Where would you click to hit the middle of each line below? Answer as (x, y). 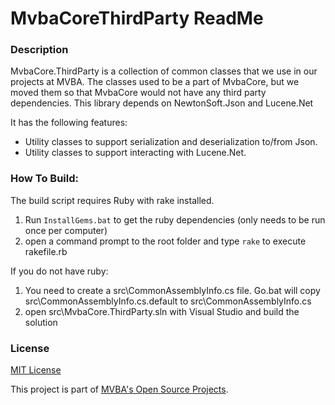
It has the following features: (69, 123)
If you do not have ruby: (59, 271)
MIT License (36, 370)
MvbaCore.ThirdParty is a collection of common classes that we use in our (164, 71)
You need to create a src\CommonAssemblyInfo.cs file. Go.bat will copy (172, 290)
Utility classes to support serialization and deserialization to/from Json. (171, 142)
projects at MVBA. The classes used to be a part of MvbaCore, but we (155, 82)
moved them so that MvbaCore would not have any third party (138, 93)
